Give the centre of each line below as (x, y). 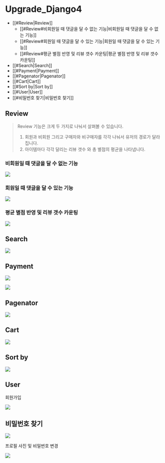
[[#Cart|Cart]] (27, 81)
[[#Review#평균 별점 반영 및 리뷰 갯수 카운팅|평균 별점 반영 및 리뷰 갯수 (89, 54)
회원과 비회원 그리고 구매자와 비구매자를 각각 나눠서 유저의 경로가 (88, 137)
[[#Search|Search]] (32, 65)
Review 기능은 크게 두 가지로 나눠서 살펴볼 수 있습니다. (70, 126)
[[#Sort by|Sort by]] (33, 86)
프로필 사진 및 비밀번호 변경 (32, 446)
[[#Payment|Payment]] (36, 71)
